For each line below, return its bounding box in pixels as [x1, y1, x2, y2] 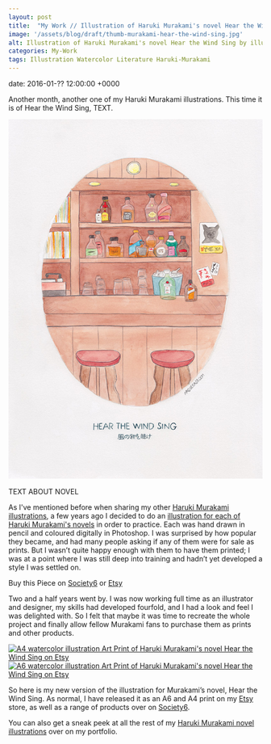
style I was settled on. [8, 562, 81, 572]
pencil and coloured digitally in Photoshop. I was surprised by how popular [8, 528, 256, 537]
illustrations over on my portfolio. [8, 726, 119, 736]
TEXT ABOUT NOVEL [8, 486, 79, 496]
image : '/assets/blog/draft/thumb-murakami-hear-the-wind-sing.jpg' [8, 30, 244, 38]
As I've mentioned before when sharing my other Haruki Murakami [8, 502, 230, 512]
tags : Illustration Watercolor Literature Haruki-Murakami [8, 56, 211, 64]
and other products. [8, 628, 74, 637]
